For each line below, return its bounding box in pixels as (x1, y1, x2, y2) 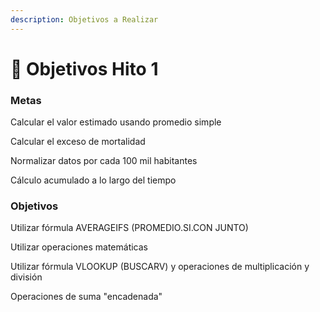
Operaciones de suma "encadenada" (10, 291, 163, 303)
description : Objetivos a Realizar (10, 14, 159, 25)
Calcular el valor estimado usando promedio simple (10, 116, 222, 128)
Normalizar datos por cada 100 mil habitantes (10, 155, 198, 167)
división (10, 271, 43, 283)
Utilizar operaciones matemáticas (10, 241, 148, 253)
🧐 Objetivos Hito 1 (10, 57, 159, 80)
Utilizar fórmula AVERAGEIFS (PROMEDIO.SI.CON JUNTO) (10, 222, 249, 234)
